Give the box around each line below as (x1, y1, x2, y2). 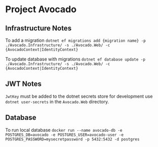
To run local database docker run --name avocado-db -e (5, 127, 123, 133)
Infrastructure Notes (5, 24, 72, 33)
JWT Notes (5, 80, 42, 89)
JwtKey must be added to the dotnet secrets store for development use (5, 93, 153, 99)
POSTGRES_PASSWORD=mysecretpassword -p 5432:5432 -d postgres (5, 136, 140, 142)
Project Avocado (5, 4, 77, 15)
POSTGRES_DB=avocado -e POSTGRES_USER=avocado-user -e (5, 132, 124, 137)
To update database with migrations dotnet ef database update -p (5, 56, 146, 62)
